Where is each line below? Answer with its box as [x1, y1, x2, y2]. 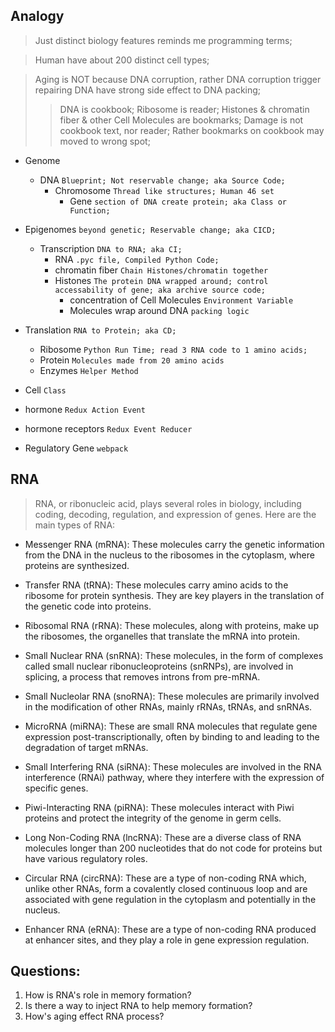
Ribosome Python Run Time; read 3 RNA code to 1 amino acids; [39, 343, 308, 355]
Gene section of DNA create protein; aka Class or [69, 195, 287, 207]
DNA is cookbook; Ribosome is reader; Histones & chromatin [59, 103, 310, 115]
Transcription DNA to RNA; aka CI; [39, 242, 183, 254]
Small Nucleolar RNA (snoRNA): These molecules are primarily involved [24, 690, 320, 702]
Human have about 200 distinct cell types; [34, 54, 210, 66]
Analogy [10, 8, 65, 25]
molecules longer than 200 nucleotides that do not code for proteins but [24, 842, 323, 854]
